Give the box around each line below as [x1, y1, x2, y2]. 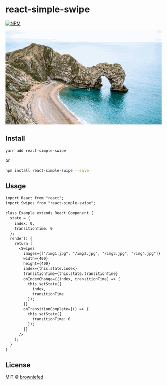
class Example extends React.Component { [5, 211, 94, 216]
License [5, 361, 31, 369]
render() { [10, 236, 33, 241]
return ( [14, 241, 33, 246]
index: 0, [14, 221, 35, 226]
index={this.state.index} [23, 266, 78, 271]
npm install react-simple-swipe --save [5, 168, 89, 173]
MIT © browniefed [5, 374, 44, 380]
